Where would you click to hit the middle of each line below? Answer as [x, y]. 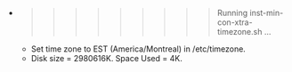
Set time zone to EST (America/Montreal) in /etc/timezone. [138, 49]
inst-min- [266, 13]
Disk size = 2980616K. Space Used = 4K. [106, 58]
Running [232, 13]
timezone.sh [239, 32]
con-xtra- [235, 22]
